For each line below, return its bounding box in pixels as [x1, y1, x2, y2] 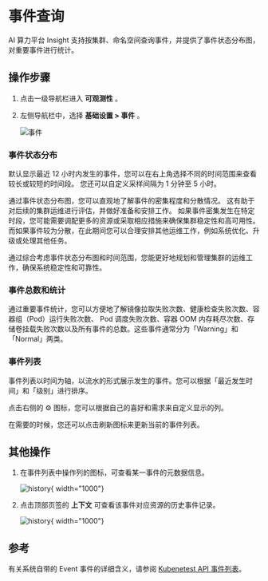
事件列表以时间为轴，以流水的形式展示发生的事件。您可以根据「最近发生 [8, 376, 246, 385]
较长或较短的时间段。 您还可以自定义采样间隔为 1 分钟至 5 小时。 [8, 179, 221, 188]
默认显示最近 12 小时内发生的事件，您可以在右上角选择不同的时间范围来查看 [8, 169, 258, 179]
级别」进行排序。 [35, 385, 93, 395]
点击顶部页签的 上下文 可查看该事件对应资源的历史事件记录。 [19, 500, 220, 510]
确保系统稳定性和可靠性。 [22, 263, 106, 272]
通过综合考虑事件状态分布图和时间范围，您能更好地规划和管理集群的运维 [8, 253, 246, 263]
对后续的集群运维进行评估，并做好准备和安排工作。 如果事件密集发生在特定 [8, 206, 255, 215]
